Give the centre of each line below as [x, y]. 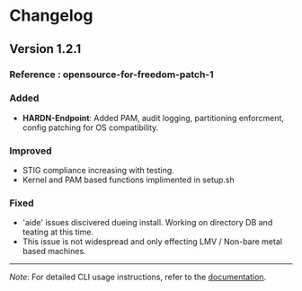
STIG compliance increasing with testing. [98, 171]
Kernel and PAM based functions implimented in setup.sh [129, 180]
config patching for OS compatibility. [90, 128]
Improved [31, 151]
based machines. [54, 251]
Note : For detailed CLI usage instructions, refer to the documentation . [138, 277]
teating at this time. [58, 232]
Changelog [51, 16]
